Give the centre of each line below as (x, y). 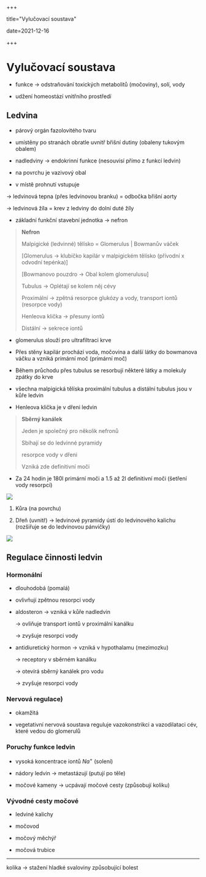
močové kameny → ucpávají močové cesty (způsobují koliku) (92, 785)
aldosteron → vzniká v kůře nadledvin (63, 612)
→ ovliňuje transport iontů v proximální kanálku (74, 624)
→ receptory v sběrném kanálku (56, 659)
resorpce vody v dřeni (49, 454)
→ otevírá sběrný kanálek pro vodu (59, 672)
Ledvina (22, 116)
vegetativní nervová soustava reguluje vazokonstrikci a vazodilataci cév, (106, 724)
